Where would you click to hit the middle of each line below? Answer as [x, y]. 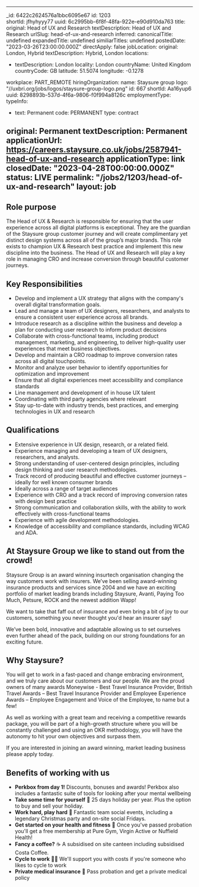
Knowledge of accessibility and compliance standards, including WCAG [102, 526]
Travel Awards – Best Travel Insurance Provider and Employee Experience [96, 693]
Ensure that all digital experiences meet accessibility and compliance [99, 380]
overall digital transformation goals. [58, 305]
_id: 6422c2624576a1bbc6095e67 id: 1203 [58, 15]
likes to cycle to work [41, 865]
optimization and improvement [52, 374]
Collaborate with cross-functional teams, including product [86, 336]
